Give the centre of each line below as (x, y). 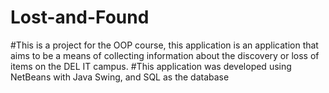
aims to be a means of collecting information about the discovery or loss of (165, 55)
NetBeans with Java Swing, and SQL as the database (120, 77)
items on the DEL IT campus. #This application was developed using (151, 66)
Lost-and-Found (80, 17)
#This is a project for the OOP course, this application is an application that (164, 45)
